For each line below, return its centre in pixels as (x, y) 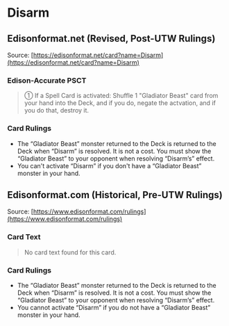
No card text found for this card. (70, 252)
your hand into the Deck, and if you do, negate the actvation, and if (120, 103)
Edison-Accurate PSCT (47, 80)
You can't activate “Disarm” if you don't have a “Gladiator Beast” (109, 165)
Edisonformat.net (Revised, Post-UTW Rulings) (111, 39)
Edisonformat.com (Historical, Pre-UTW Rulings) (115, 195)
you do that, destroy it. (56, 111)
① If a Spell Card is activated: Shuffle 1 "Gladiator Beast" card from (121, 96)
